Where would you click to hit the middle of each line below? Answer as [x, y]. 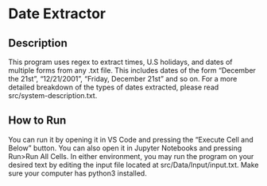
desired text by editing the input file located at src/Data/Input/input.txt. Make [133, 165]
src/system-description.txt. [53, 95]
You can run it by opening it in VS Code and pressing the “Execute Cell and [131, 139]
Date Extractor [57, 14]
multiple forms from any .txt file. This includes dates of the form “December [132, 70]
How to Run [37, 121]
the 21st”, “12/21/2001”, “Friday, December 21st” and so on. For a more [123, 79]
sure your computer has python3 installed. [77, 173]
